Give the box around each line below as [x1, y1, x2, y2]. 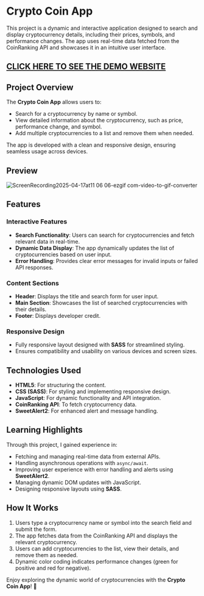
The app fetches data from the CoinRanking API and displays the [15, 531, 178, 539]
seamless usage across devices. [6, 148, 88, 155]
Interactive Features [6, 217, 68, 226]
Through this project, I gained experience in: [6, 441, 118, 448]
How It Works [6, 503, 59, 513]
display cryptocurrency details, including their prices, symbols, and [6, 30, 175, 38]
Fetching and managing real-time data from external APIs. [15, 452, 161, 460]
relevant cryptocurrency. [15, 538, 77, 545]
